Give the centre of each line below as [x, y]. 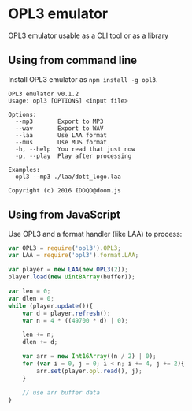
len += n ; [39, 335]
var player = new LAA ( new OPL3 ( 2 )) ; [68, 270]
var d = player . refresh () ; [66, 313]
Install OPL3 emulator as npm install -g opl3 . [83, 79]
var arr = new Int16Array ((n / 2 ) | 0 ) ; [89, 357]
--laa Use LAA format [61, 135]
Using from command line [73, 60]
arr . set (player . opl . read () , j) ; [90, 371]
